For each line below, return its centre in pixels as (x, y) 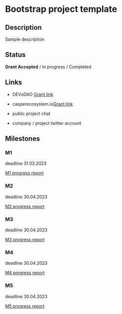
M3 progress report (25, 239)
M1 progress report (25, 173)
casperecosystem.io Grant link (42, 104)
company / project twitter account (47, 123)
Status (15, 55)
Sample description (25, 39)
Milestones (23, 139)
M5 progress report (25, 306)
